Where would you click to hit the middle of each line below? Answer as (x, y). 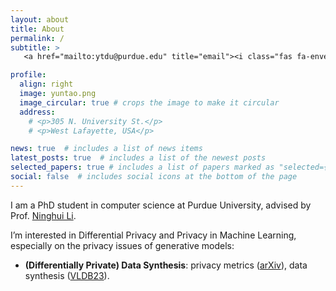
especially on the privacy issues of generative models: (122, 245)
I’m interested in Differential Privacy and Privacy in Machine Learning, (153, 235)
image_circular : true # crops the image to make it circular (149, 102)
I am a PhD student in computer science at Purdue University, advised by (161, 205)
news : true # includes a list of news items (106, 149)
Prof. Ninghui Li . (43, 215)
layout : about (40, 19)
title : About (37, 29)
